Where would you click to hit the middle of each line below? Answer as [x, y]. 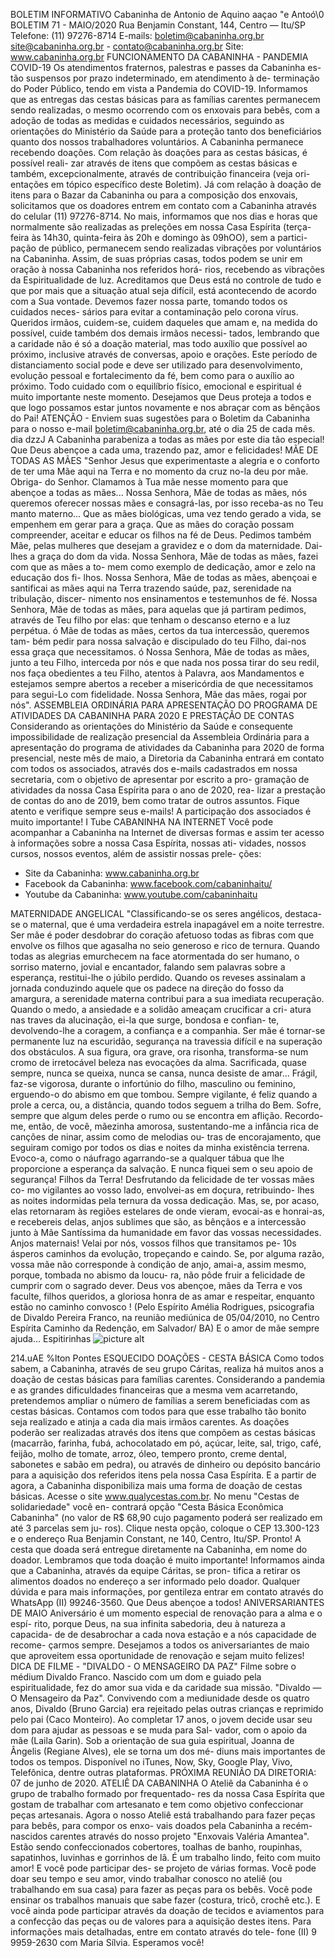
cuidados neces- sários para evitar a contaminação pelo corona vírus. [154, 312]
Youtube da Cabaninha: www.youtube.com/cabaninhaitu [141, 894]
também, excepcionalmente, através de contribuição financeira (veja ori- [160, 173]
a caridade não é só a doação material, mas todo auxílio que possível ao [159, 343]
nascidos [29, 1836]
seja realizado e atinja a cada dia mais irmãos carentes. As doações [150, 1422]
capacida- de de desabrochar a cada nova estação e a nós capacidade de [163, 1634]
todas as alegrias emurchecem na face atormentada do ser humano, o [155, 956]
